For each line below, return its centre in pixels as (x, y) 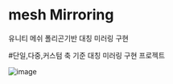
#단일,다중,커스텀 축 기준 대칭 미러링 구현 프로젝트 (87, 55)
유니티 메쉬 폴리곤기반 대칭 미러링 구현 (68, 38)
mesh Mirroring (61, 15)
